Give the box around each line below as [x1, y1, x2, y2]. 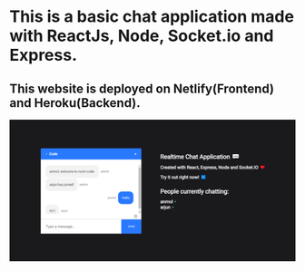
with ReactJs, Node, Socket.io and [9, 25, 274, 46]
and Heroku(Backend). [9, 95, 141, 111]
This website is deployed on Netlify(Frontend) [9, 81, 275, 96]
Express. [9, 45, 78, 65]
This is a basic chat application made [9, 6, 295, 27]
